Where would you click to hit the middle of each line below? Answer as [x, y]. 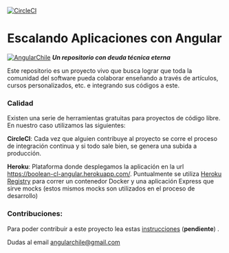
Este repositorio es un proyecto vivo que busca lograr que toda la [100, 70]
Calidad [20, 103]
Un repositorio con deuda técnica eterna [111, 57]
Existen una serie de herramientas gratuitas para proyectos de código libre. [114, 118]
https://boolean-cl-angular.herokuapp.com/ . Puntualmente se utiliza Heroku [115, 174]
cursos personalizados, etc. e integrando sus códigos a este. [94, 85]
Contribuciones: [35, 214]
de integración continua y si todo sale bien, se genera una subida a [102, 146]
